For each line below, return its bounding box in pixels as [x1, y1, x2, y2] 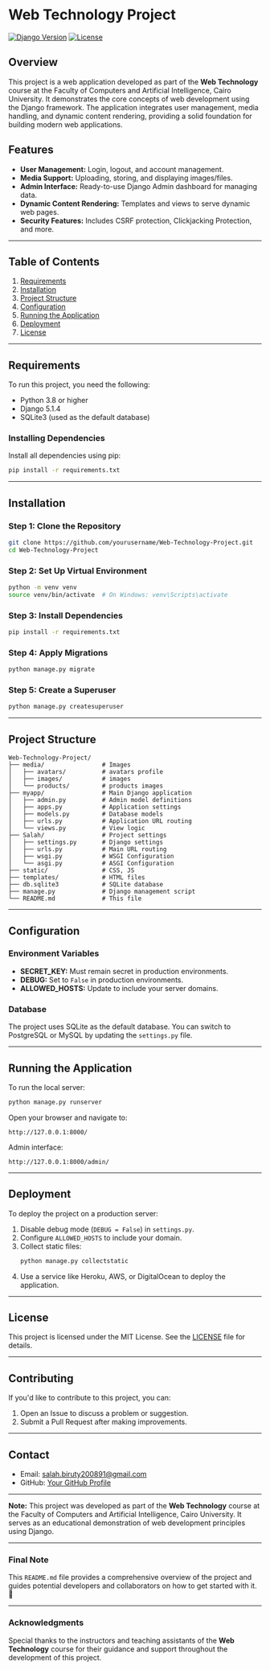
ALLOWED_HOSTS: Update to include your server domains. [19, 983, 219, 993]
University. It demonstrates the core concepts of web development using [8, 94, 250, 104]
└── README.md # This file [8, 895, 142, 903]
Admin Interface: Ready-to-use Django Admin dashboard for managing [19, 181, 258, 191]
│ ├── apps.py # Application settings [8, 803, 182, 812]
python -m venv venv [8, 583, 78, 592]
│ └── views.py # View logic [8, 825, 146, 833]
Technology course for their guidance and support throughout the [8, 1643, 228, 1654]
